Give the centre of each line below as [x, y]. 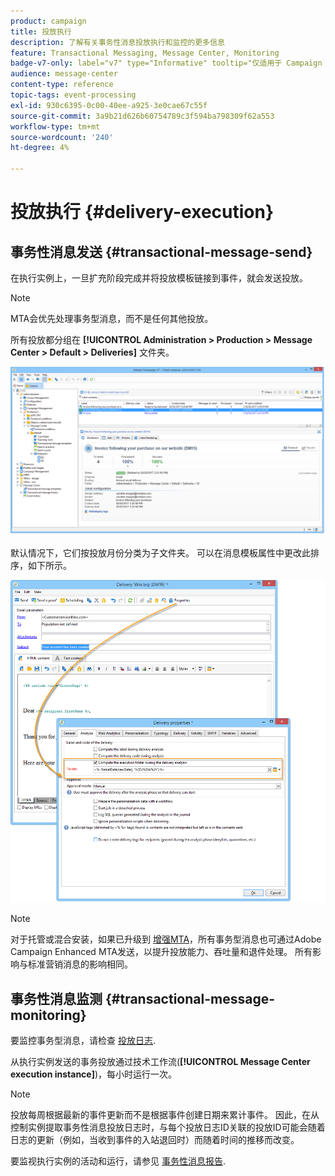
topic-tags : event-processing [73, 95]
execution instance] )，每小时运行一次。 [94, 1074]
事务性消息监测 [56, 998]
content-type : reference [62, 85]
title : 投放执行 [41, 31]
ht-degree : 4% [40, 148]
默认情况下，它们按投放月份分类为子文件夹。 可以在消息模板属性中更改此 [160, 553]
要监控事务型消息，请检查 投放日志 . [83, 1041]
